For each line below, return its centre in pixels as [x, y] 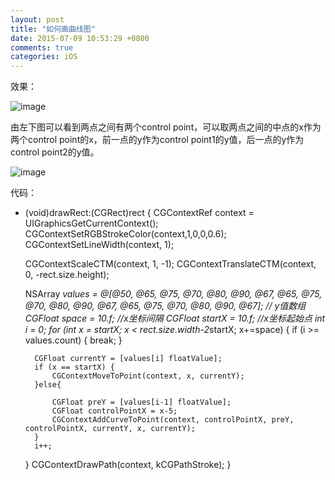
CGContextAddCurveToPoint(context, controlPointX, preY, [173, 420]
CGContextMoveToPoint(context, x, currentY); [148, 376]
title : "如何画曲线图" [53, 29]
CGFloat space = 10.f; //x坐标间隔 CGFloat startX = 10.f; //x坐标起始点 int [175, 318]
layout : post [37, 19]
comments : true [42, 47]
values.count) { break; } [73, 340]
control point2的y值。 [55, 152]
